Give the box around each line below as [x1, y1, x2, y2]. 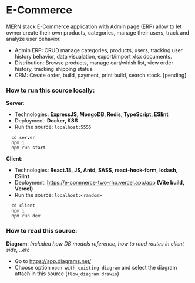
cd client [11, 203, 35, 209]
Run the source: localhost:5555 [14, 124, 92, 131]
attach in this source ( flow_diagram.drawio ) [14, 270, 119, 277]
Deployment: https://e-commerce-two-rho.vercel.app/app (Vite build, [14, 179, 184, 186]
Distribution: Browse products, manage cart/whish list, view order [14, 59, 173, 66]
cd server [11, 135, 35, 141]
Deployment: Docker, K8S [14, 117, 78, 124]
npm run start [11, 145, 46, 151]
